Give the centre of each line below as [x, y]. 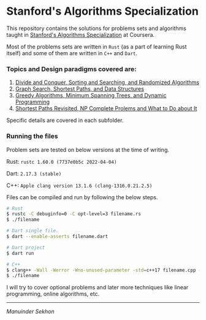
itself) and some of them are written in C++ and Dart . [72, 53]
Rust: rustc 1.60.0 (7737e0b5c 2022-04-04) [62, 161]
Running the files [32, 136]
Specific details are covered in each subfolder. [65, 120]
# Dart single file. [33, 231]
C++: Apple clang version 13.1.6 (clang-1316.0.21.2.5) [79, 185]
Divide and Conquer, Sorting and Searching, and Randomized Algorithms [107, 82]
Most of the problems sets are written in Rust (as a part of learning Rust [97, 47]
